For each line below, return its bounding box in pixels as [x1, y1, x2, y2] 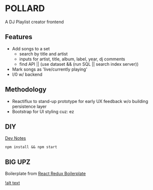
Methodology [5, 86, 47, 94]
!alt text [5, 180, 20, 186]
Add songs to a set [12, 45, 50, 51]
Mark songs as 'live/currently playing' [12, 66, 88, 72]
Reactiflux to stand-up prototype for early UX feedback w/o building [12, 98, 149, 104]
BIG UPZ [5, 158, 31, 166]
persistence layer [12, 103, 47, 109]
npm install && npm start [5, 145, 57, 150]
